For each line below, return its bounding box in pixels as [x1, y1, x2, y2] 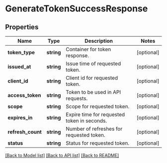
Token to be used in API [66, 89, 121, 95]
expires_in [7, 114, 33, 121]
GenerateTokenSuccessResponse [5, 3, 148, 14]
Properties [5, 23, 39, 31]
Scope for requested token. [66, 103, 130, 110]
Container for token [66, 46, 111, 53]
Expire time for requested [66, 111, 125, 118]
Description [84, 38, 113, 44]
